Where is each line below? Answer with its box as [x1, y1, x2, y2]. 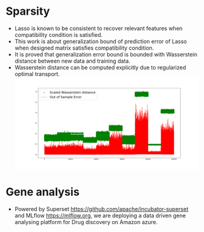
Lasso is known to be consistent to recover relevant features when [14, 25, 183, 32]
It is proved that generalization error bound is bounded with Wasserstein [14, 50, 197, 58]
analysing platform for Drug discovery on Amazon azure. [14, 218, 158, 225]
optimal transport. [14, 70, 60, 77]
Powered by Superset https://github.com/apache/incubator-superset [14, 205, 189, 212]
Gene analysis [6, 185, 80, 199]
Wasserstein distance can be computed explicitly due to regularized [14, 63, 186, 71]
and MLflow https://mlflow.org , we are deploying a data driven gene [14, 212, 186, 219]
